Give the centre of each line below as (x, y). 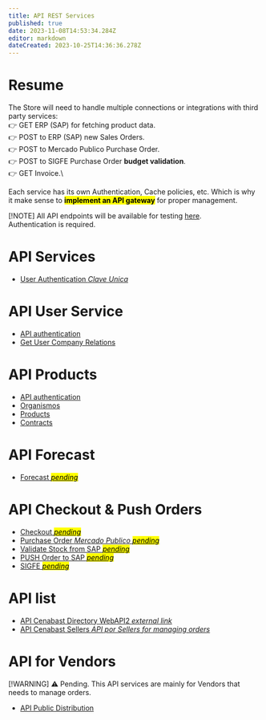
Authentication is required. (52, 225)
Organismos (40, 405)
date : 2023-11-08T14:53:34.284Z (62, 31)
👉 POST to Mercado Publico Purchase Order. (84, 149)
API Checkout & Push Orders (105, 510)
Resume (36, 85)
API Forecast (52, 455)
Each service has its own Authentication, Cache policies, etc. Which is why (132, 192)
